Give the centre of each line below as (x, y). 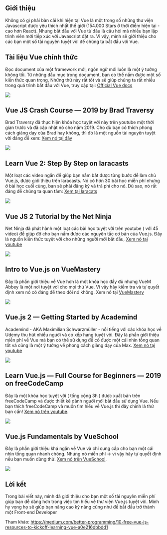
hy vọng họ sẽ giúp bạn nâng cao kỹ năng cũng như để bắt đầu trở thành (80, 507)
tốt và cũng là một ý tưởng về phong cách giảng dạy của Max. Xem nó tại (80, 345)
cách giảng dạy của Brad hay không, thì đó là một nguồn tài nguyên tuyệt (81, 133)
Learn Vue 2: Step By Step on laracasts (67, 163)
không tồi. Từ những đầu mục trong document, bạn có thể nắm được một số (83, 74)
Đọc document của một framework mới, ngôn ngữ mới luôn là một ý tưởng (81, 69)
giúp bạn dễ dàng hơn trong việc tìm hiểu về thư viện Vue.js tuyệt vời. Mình (82, 501)
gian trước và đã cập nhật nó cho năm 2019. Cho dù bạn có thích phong (79, 127)
